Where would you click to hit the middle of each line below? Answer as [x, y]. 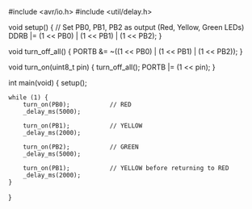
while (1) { [28, 98]
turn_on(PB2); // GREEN [81, 147]
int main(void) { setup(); [48, 83]
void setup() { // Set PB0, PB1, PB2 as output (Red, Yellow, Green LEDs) [126, 27]
